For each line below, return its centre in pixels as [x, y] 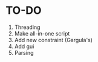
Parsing [24, 52]
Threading [27, 27]
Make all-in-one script [42, 33]
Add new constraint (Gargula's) [54, 40]
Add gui [24, 46]
